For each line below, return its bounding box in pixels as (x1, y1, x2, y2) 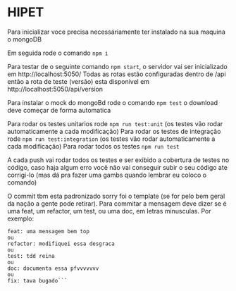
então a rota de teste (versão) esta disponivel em (7, 77, 150, 85)
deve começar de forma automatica (7, 106, 111, 114)
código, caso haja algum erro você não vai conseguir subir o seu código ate (7, 163, 228, 171)
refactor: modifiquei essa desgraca (7, 240, 115, 247)
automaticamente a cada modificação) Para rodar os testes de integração (7, 127, 221, 135)
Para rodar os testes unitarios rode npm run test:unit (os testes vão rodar (7, 119, 223, 128)
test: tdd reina (7, 252, 55, 259)
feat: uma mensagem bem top (7, 228, 90, 235)
